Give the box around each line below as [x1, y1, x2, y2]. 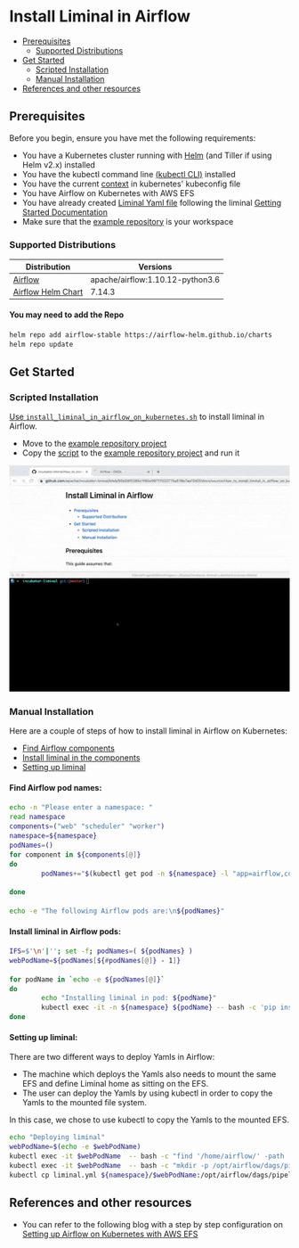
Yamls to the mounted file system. [21, 1097, 147, 1108]
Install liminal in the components [21, 752, 141, 763]
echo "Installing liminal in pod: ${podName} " [41, 994, 217, 1003]
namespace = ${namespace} [9, 832, 98, 841]
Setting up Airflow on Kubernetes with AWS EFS [21, 1228, 198, 1239]
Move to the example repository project [21, 439, 167, 449]
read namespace [9, 813, 66, 822]
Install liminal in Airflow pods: [9, 925, 122, 937]
